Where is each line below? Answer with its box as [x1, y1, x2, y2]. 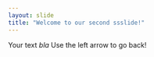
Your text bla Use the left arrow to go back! [8, 40, 147, 49]
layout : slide [8, 11, 55, 20]
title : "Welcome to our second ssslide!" [8, 19, 145, 27]
